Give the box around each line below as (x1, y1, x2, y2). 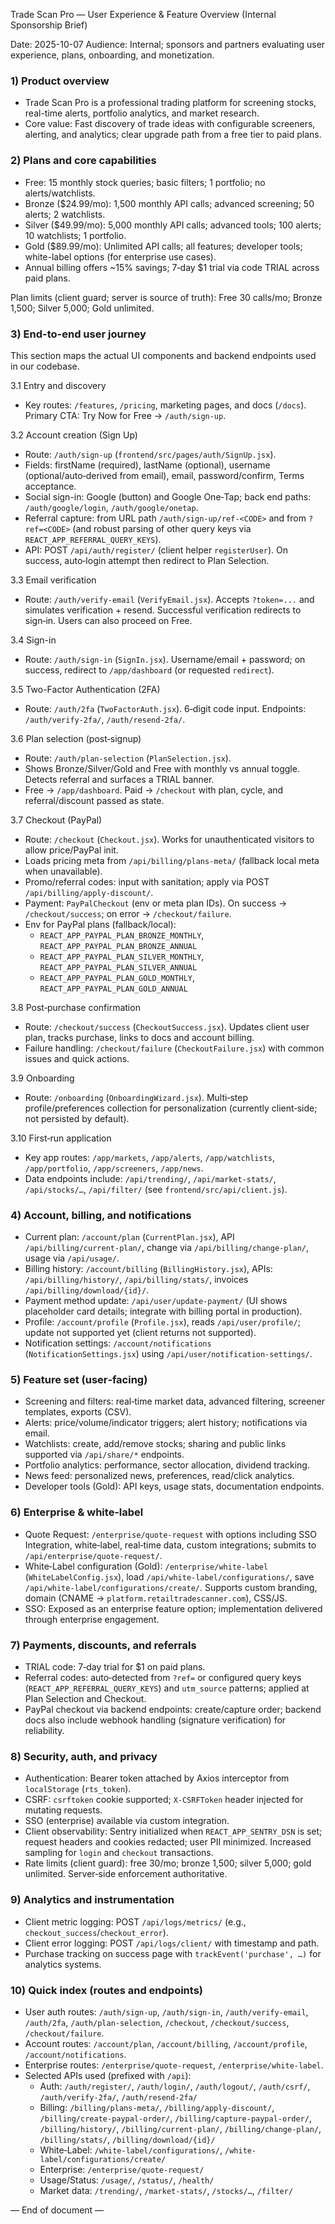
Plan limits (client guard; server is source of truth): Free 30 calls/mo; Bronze (10, 291, 323, 303)
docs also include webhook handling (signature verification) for (24, 1714, 287, 1726)
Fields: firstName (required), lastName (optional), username (24, 459, 271, 471)
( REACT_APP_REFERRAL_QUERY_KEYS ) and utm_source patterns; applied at (24, 1682, 310, 1694)
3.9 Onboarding (10, 1072, 75, 1084)
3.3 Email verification (10, 574, 97, 586)
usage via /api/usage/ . (24, 1252, 120, 1264)
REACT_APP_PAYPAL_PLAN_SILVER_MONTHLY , (39, 950, 205, 962)
